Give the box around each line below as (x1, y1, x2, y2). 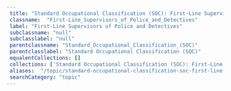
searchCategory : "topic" (9, 73, 81, 81)
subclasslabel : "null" (9, 36, 75, 42)
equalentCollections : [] (9, 55, 81, 62)
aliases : (9, 67, 35, 74)
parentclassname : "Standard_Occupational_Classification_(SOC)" (9, 42, 198, 49)
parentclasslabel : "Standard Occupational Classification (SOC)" (9, 49, 201, 55)
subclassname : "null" (9, 29, 72, 36)
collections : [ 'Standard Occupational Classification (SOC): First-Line (9, 61, 223, 68)
